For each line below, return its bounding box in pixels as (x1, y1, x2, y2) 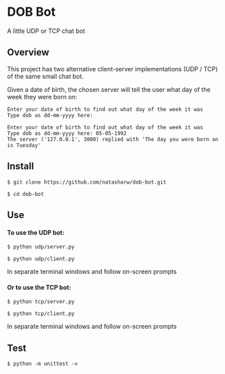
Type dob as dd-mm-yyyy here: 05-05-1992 (7, 129, 127, 137)
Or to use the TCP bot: (7, 283, 72, 291)
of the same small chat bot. (7, 72, 84, 80)
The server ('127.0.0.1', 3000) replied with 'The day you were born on (7, 136, 219, 142)
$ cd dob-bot (7, 190, 44, 197)
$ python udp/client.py (7, 255, 75, 262)
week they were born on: (7, 92, 77, 101)
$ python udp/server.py (7, 244, 75, 251)
